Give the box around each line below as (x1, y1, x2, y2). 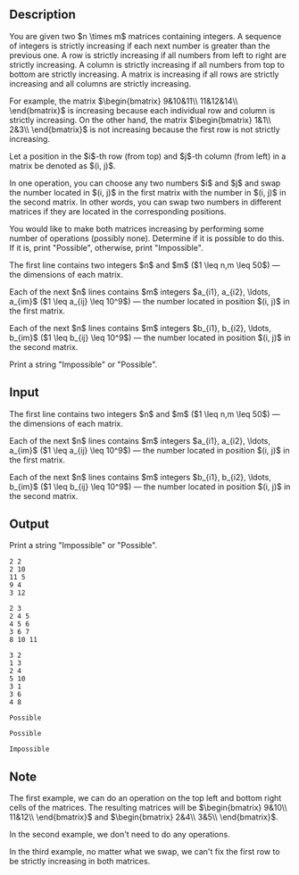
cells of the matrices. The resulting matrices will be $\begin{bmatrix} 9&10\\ (9, 803, 287, 813)
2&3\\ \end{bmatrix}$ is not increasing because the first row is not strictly (9, 124, 280, 135)
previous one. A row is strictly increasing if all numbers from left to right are (9, 49, 287, 61)
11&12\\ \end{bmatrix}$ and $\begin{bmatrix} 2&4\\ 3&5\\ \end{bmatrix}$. (9, 812, 278, 822)
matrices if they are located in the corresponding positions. (9, 205, 227, 217)
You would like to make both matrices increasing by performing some (9, 223, 265, 234)
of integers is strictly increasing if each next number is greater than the (9, 40, 270, 51)
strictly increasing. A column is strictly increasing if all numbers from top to (9, 59, 286, 70)
